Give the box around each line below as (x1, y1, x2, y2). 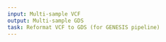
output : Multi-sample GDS (7, 17, 84, 24)
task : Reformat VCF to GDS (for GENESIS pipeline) (7, 23, 160, 31)
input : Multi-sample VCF (7, 10, 81, 18)
